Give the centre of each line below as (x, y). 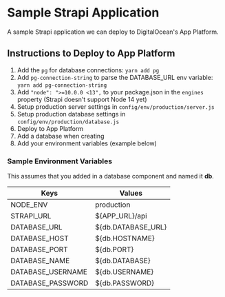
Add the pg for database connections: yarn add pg (88, 70)
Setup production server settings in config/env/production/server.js (116, 106)
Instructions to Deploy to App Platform (91, 53)
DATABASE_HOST (40, 238)
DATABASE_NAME (40, 261)
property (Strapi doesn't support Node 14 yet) (82, 99)
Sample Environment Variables (60, 161)
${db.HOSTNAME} (125, 238)
